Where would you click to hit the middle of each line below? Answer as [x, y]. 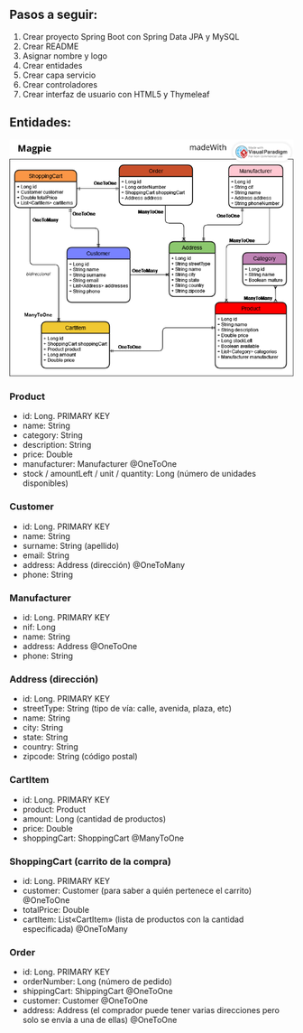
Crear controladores [60, 84]
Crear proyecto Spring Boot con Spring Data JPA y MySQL [131, 36]
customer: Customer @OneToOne [85, 1000]
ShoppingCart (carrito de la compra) [90, 861]
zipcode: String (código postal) [80, 757]
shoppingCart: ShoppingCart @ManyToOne [103, 838]
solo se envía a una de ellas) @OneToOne [100, 1020]
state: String [45, 737]
